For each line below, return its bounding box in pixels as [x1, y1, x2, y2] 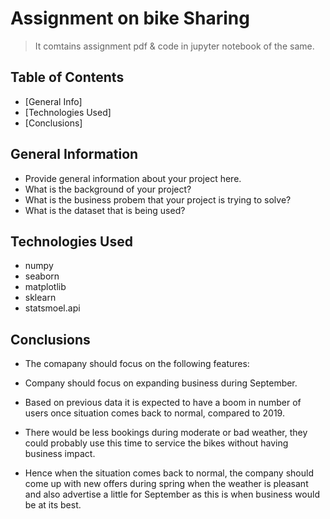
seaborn [24, 270, 60, 282]
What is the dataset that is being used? [24, 204, 186, 216]
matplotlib [24, 281, 67, 293]
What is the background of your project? [24, 183, 192, 195]
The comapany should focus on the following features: [24, 358, 250, 370]
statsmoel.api [24, 302, 81, 314]
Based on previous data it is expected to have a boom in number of [24, 397, 302, 409]
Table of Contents [10, 69, 125, 86]
